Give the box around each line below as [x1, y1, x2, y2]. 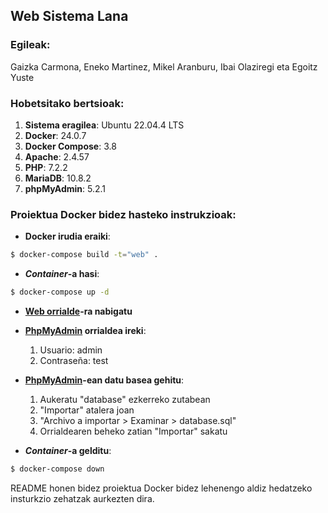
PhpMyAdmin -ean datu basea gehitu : [24, 374, 185, 386]
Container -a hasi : [24, 268, 100, 280]
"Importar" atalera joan [39, 404, 135, 416]
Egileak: [10, 38, 51, 52]
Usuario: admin [39, 344, 103, 356]
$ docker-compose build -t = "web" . [10, 250, 159, 260]
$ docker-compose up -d [10, 287, 110, 298]
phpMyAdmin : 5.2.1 [24, 182, 107, 194]
